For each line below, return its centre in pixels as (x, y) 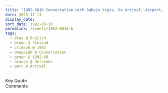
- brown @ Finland (29, 43)
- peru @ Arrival (28, 66)
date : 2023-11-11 (23, 15)
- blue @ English (28, 38)
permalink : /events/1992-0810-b (39, 29)
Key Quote (16, 81)
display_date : (20, 19)
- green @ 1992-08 (29, 57)
